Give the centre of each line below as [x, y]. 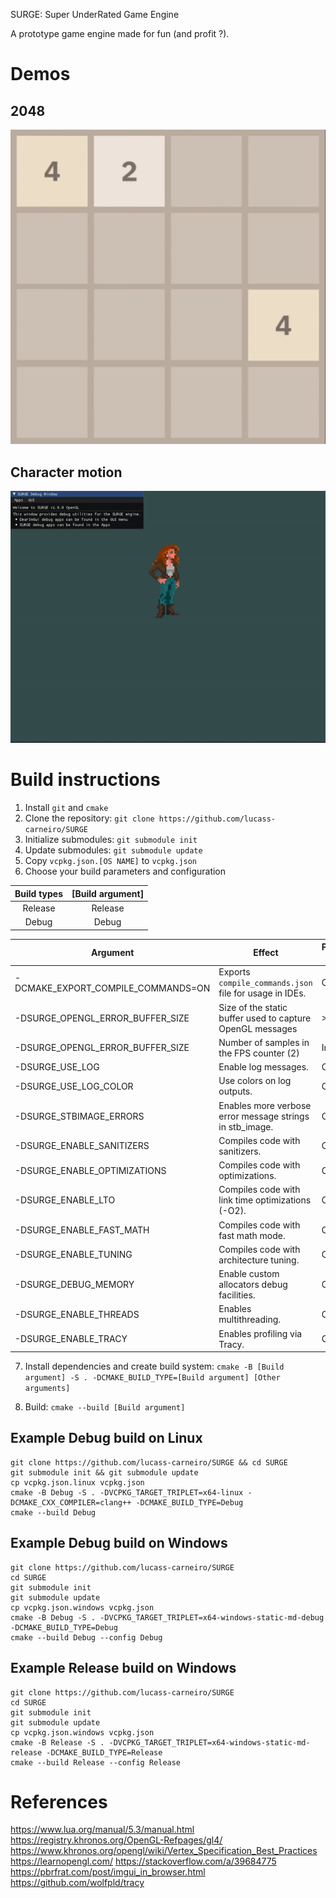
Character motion [66, 472]
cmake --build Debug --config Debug [86, 1637]
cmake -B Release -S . [57, 1742]
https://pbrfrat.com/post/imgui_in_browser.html [108, 1872]
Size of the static [253, 1007]
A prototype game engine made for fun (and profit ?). [120, 33]
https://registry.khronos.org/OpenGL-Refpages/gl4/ [116, 1840]
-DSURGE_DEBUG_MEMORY [74, 1285]
